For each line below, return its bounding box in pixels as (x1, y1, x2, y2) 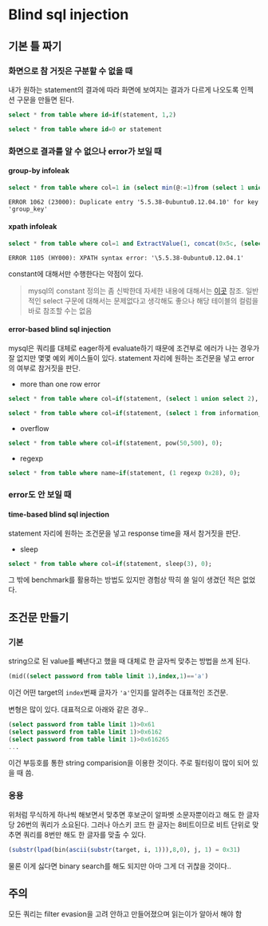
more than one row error (19, 379, 101, 389)
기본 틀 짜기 (8, 39, 62, 53)
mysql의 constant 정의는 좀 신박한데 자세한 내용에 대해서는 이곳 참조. (27, 286, 245, 295)
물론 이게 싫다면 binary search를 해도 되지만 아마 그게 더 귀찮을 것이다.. (8, 861, 231, 871)
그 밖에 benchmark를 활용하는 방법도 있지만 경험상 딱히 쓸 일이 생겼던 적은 (8, 575, 241, 584)
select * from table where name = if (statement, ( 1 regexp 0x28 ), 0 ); (8, 469, 241, 477)
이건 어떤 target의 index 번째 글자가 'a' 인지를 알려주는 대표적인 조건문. (8, 687, 229, 697)
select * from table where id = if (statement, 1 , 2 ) (8, 110, 177, 119)
